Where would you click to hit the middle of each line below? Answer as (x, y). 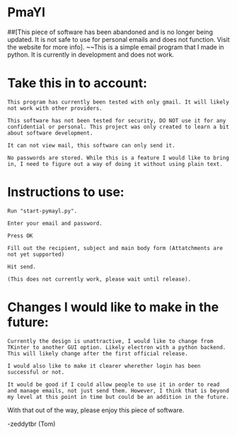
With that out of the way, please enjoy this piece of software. (96, 410)
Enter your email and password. (55, 223)
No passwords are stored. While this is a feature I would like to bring (118, 158)
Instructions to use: (66, 192)
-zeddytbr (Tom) (31, 424)
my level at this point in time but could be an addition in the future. (118, 397)
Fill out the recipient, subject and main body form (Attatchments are (115, 248)
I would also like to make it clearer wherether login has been (104, 366)
